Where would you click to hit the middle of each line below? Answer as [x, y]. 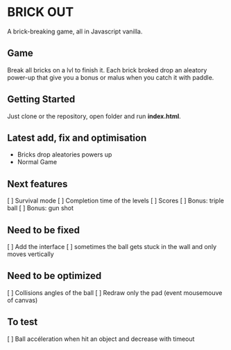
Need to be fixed [44, 230]
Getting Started [41, 99]
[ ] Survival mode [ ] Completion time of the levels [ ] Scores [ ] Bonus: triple [115, 201]
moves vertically [31, 254]
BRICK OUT [41, 12]
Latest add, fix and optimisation [77, 137]
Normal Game [37, 162]
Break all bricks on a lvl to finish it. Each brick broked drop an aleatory [107, 70]
